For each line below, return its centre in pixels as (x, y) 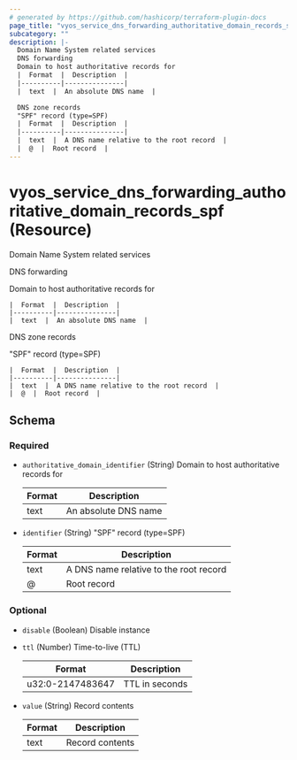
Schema (32, 421)
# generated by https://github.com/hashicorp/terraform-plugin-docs (138, 17)
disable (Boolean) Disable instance (86, 630)
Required (29, 445)
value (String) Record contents (78, 705)
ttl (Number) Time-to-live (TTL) (81, 647)
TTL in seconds (156, 684)
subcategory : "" (39, 34)
